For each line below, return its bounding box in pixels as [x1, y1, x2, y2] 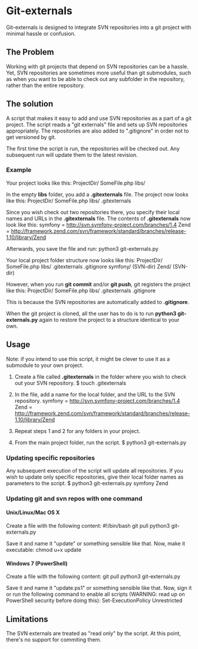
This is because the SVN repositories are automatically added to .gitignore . [6, 298, 190, 305]
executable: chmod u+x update [6, 546, 81, 554]
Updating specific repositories [6, 454, 95, 462]
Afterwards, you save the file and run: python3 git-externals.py [6, 245, 159, 252]
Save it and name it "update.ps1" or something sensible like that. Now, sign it [6, 585, 192, 592]
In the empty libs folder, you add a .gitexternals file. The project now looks [6, 190, 189, 198]
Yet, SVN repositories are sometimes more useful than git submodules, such [6, 69, 192, 76]
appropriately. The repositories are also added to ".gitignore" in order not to [6, 127, 189, 134]
